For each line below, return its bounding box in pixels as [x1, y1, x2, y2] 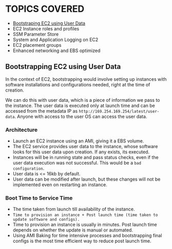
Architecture [5, 126, 38, 133]
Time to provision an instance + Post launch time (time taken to [12, 212, 158, 218]
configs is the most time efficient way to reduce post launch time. [12, 238, 151, 244]
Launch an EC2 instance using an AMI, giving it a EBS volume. [12, 138, 144, 144]
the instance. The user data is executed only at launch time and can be [5, 102, 155, 109]
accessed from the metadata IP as [5, 108, 78, 114]
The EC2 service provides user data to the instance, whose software [12, 144, 158, 150]
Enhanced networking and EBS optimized [12, 47, 101, 54]
